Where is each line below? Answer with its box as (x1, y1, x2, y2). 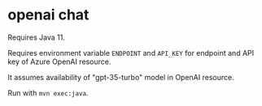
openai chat (7, 6, 90, 24)
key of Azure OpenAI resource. (7, 57, 111, 66)
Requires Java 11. (7, 32, 66, 42)
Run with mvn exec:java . (7, 87, 89, 98)
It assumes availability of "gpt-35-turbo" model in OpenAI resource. (7, 72, 234, 82)
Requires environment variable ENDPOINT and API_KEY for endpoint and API (7, 48, 254, 57)
